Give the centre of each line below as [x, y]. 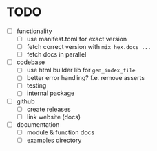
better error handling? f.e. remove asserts [86, 78]
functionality [34, 31]
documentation [38, 124]
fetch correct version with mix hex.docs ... [89, 47]
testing [36, 85]
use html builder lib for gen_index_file [81, 70]
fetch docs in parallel [56, 54]
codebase [31, 62]
